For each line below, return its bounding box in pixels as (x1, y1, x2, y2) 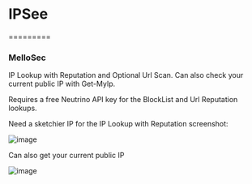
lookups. (8, 103, 38, 113)
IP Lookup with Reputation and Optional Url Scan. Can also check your (8, 71, 244, 80)
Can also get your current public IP (8, 151, 125, 160)
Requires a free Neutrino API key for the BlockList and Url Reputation (8, 95, 238, 105)
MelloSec (8, 52, 46, 63)
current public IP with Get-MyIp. (8, 79, 116, 89)
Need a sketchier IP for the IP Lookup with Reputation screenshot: (8, 119, 229, 129)
